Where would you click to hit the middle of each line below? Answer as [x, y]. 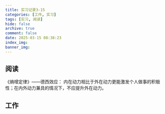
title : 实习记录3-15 [25, 10]
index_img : [17, 43]
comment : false [21, 33]
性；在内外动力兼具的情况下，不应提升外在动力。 [56, 88]
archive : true [20, 29]
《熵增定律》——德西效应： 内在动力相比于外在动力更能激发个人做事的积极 [83, 82]
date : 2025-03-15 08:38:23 [33, 38]
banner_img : [18, 47]
